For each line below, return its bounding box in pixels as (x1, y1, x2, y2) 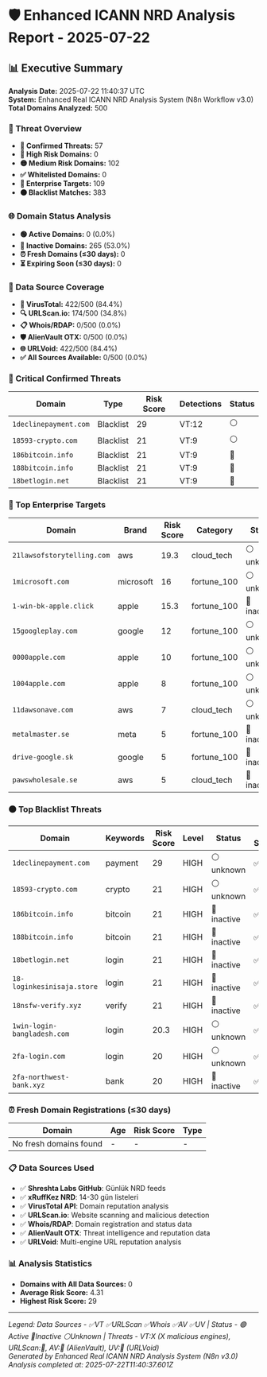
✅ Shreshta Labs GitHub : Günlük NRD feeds (19, 1184, 166, 1193)
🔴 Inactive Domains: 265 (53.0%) (19, 240, 131, 250)
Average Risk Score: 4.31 (19, 1287, 104, 1297)
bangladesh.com (12, 1030, 70, 1038)
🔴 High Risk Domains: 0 (19, 149, 99, 159)
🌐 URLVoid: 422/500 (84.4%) (19, 343, 118, 353)
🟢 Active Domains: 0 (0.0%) (19, 229, 115, 239)
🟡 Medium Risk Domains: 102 (19, 158, 120, 168)
